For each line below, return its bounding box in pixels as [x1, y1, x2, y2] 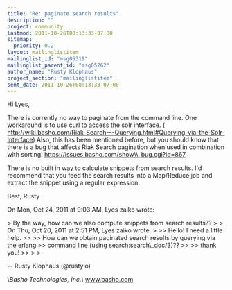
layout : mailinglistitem [7, 49, 79, 56]
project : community [7, 23, 64, 30]
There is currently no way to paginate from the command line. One [7, 114, 197, 122]
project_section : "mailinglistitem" [7, 74, 113, 82]
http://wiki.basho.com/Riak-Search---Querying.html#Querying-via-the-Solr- [7, 128, 225, 137]
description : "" [7, 17, 54, 24]
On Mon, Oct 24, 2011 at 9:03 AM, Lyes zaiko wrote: [7, 205, 155, 214]
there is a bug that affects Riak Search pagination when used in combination [7, 143, 225, 151]
